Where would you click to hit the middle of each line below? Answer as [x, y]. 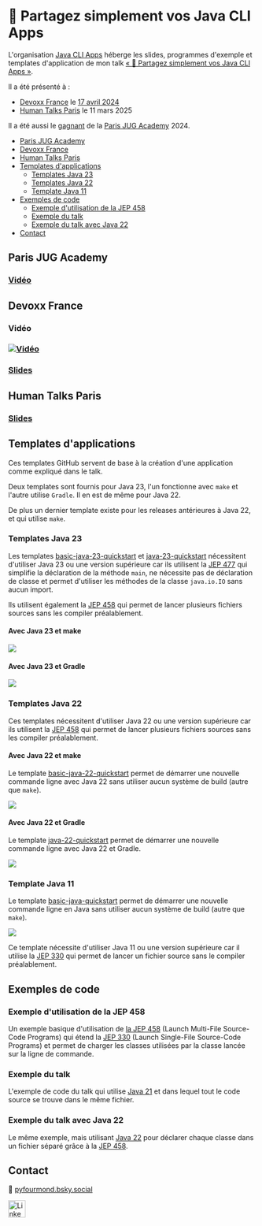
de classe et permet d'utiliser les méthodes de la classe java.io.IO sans [125, 581]
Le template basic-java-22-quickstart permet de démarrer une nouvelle [124, 773]
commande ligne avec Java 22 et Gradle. [75, 848]
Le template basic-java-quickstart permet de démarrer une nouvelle [118, 901]
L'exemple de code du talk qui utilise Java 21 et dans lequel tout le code [124, 1091]
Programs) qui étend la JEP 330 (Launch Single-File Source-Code [134, 1037]
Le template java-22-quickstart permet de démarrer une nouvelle [114, 840]
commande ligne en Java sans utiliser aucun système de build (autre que [127, 909]
